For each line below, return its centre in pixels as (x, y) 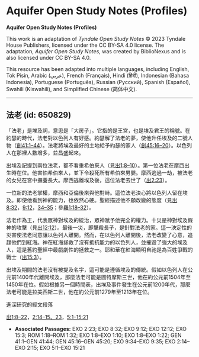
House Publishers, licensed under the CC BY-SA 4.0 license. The (85, 45)
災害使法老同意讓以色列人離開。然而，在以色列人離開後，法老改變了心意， (97, 234)
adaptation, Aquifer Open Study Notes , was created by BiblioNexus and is (96, 51)
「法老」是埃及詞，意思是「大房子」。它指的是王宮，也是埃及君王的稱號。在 (98, 130)
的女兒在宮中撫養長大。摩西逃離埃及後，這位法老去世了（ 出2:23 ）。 (88, 180)
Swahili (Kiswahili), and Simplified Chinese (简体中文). (72, 89)
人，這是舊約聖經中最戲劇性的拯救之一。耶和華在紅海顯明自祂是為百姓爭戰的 (99, 249)
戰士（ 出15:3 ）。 (25, 257)
